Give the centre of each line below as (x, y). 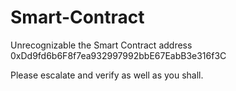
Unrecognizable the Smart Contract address (101, 45)
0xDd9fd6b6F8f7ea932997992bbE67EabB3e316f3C (118, 55)
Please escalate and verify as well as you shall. (107, 75)
